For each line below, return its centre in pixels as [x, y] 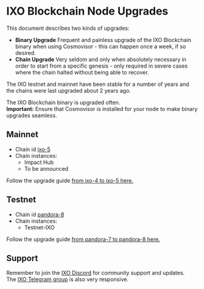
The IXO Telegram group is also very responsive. [68, 279]
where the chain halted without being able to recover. [82, 72]
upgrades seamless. [32, 115]
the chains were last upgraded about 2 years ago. [69, 90]
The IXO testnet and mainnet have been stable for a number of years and [98, 84]
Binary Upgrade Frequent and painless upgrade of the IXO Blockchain [103, 40]
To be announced [46, 168]
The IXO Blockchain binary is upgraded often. [63, 102]
